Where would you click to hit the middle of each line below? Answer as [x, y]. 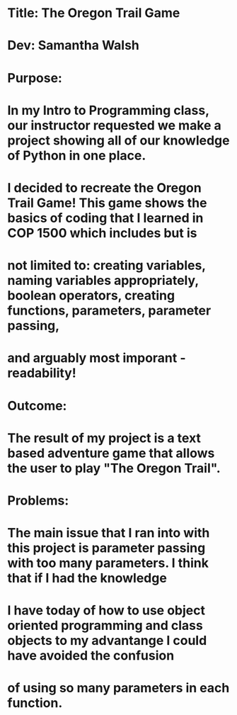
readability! [42, 373]
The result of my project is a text [104, 438]
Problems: [38, 500]
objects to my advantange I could [107, 641]
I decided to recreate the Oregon [104, 187]
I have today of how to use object [106, 610]
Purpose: [35, 78]
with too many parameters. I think [108, 563]
